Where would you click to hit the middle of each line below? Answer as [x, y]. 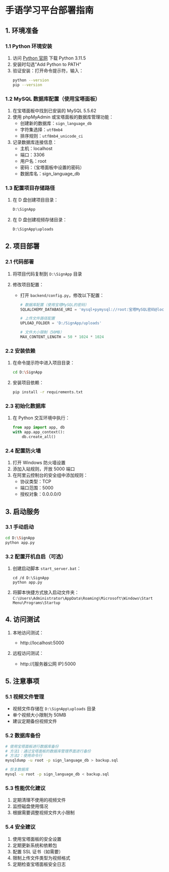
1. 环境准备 [22, 30]
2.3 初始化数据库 [25, 406]
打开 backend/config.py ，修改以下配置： [62, 295]
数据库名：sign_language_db [50, 173]
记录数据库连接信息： [35, 142]
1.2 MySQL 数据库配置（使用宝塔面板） [53, 99]
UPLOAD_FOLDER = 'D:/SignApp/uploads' [61, 323]
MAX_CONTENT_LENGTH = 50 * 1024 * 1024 [62, 337]
